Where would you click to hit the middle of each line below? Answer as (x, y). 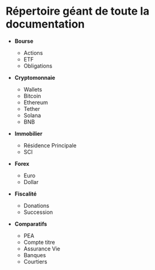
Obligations (38, 66)
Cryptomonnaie (35, 77)
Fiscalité (26, 194)
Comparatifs (31, 224)
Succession (38, 212)
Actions (33, 52)
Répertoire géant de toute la (77, 11)
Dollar (31, 182)
